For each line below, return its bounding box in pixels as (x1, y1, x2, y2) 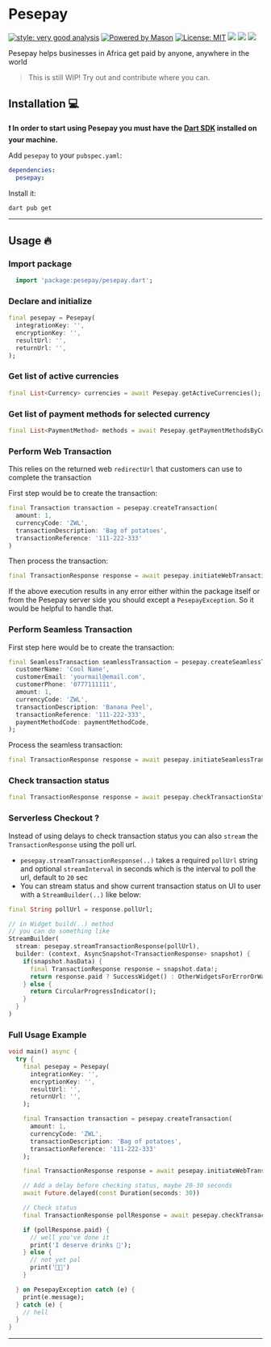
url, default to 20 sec (19, 872, 89, 882)
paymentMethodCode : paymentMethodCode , (15, 718, 150, 726)
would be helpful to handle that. (8, 604, 115, 613)
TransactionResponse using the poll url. (8, 839, 137, 849)
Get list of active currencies (8, 371, 119, 382)
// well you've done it (29, 1233, 110, 1242)
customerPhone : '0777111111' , (15, 680, 117, 688)
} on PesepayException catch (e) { (15, 1286, 135, 1294)
